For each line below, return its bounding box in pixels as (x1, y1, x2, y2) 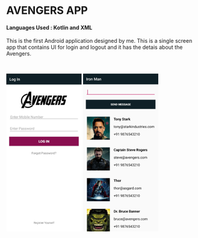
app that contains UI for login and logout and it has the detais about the (6, 43, 183, 51)
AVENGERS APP (6, 4, 88, 17)
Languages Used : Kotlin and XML (6, 23, 93, 31)
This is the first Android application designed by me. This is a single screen (6, 37, 193, 45)
